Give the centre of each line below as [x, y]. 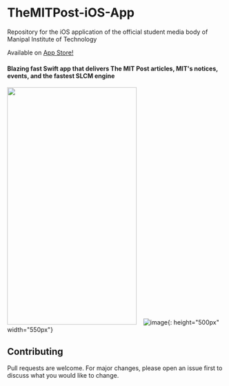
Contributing [35, 351]
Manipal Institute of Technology [52, 39]
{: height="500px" [193, 322]
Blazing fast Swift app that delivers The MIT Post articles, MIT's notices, [113, 68]
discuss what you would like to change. [63, 375]
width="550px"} [30, 330]
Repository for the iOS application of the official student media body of [108, 32]
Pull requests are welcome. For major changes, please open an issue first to [115, 368]
